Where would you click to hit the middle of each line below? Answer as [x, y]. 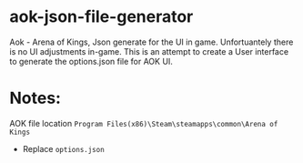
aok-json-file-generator [101, 17]
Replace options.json [63, 148]
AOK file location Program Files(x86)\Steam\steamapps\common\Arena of [144, 123]
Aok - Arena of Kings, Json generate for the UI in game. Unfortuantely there [151, 42]
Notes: [35, 98]
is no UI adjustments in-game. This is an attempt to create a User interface [149, 51]
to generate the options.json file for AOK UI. [91, 61]
